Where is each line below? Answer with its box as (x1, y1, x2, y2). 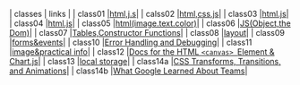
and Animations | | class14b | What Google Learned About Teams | (9, 65, 248, 76)
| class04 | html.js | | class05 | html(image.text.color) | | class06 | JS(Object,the (9, 18, 291, 29)
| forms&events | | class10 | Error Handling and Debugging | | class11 (9, 37, 253, 47)
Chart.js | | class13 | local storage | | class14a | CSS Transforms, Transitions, (9, 56, 281, 66)
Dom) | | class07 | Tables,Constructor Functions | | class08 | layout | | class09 (9, 28, 285, 38)
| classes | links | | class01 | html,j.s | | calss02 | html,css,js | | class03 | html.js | (9, 9, 289, 19)
